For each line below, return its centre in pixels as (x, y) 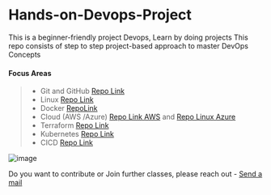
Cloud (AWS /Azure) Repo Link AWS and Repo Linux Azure (138, 117)
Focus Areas (30, 73)
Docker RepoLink (69, 108)
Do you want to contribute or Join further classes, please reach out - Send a (135, 174)
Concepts (25, 54)
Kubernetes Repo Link (77, 134)
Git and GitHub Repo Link (83, 91)
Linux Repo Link (67, 100)
